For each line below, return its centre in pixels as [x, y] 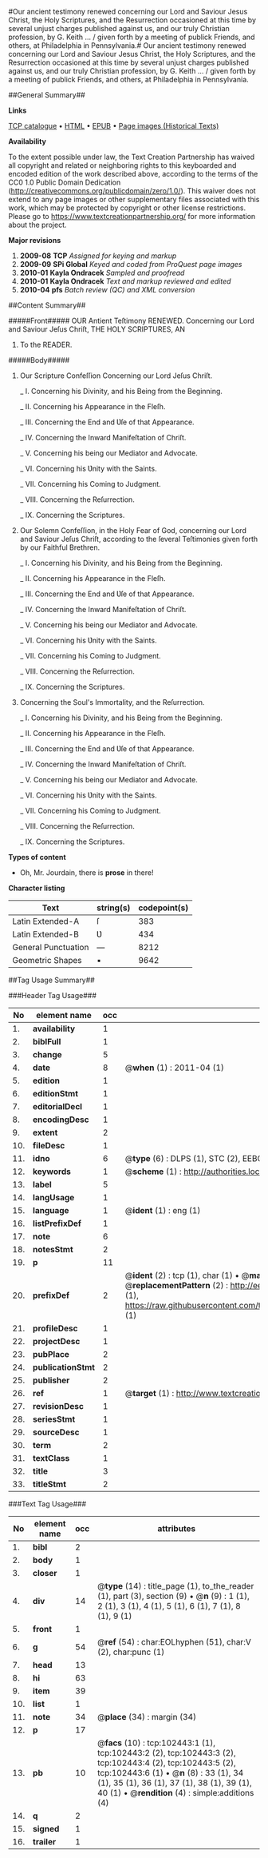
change [47, 1054]
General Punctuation [51, 947]
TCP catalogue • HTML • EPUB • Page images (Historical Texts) [114, 126]
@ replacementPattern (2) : [177, 1285]
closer [45, 1573]
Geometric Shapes [47, 960]
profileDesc [55, 1328]
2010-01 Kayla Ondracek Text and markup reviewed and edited [125, 281]
